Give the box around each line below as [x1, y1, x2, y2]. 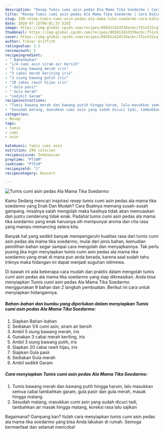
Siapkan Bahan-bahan [12, 319, 57, 324]
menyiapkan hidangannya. [5, 290, 58, 296]
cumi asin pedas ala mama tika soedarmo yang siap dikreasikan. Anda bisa [5, 274, 156, 280]
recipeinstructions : [5, 98, 47, 103]
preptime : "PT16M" [5, 157, 42, 162]
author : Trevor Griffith [5, 39, 56, 44]
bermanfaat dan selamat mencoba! [5, 424, 76, 430]
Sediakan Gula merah [12, 355, 56, 361]
